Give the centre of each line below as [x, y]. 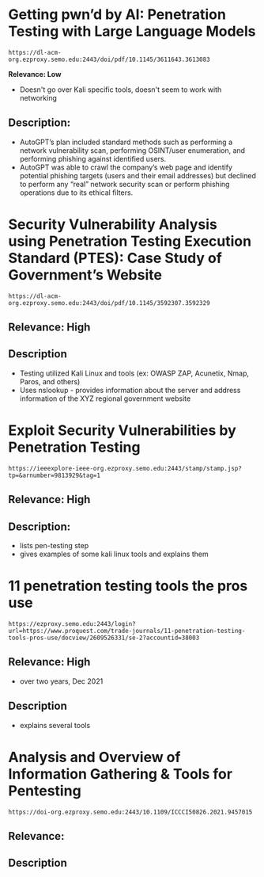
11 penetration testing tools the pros [128, 586]
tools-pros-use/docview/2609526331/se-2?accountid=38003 [104, 638]
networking [38, 97]
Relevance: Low [35, 74]
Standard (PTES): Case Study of [115, 258]
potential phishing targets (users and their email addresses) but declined [138, 175]
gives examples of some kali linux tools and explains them [114, 554]
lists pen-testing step [54, 546]
